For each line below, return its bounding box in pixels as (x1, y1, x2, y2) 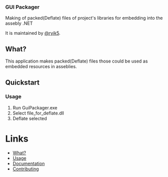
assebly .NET (5, 20, 33, 26)
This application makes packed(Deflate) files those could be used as (5, 58, 148, 64)
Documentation (12, 160, 45, 166)
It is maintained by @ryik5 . (5, 30, 61, 36)
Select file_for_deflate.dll (12, 110, 64, 116)
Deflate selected (12, 115, 47, 122)
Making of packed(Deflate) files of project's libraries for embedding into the (5, 15, 163, 21)
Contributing (12, 165, 39, 172)
